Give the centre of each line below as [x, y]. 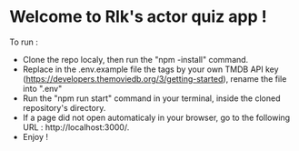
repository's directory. [64, 107]
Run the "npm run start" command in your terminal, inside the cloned [151, 98]
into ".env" [42, 88]
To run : [24, 42]
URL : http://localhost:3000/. [76, 127]
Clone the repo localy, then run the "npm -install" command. [135, 59]
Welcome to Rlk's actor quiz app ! [138, 17]
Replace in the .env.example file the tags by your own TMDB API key [150, 69]
